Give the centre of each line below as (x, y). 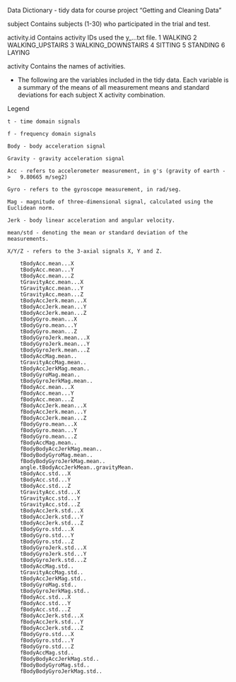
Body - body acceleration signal (57, 146)
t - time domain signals (44, 121)
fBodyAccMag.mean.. (49, 443)
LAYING (19, 53)
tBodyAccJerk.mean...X (53, 301)
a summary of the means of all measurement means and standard (113, 87)
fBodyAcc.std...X (46, 597)
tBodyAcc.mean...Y (47, 270)
